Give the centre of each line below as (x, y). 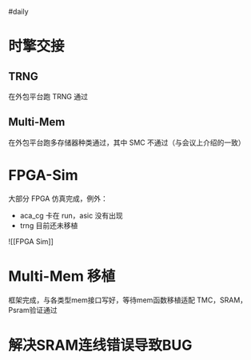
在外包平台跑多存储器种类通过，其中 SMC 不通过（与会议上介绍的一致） (127, 142)
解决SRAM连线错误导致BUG (100, 345)
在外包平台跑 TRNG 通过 (48, 96)
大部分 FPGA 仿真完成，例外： (58, 198)
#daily (19, 12)
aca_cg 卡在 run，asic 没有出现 (71, 215)
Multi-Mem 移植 (62, 276)
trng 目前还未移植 (49, 225)
